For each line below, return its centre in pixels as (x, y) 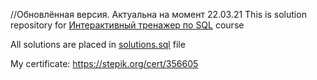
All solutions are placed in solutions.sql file (98, 44)
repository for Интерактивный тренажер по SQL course (127, 25)
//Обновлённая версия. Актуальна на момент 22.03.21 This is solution (158, 14)
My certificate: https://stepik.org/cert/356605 (104, 63)
